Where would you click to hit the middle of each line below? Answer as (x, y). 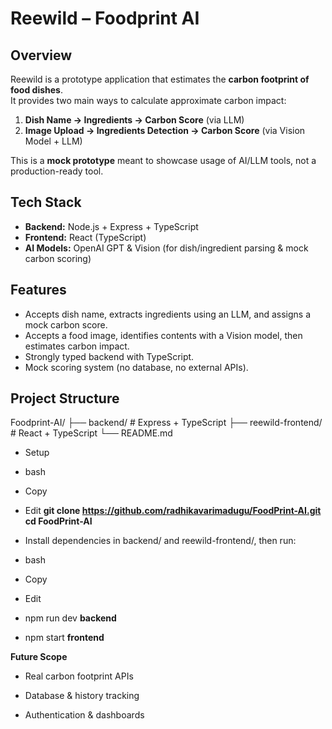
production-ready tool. (57, 171)
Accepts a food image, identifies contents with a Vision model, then (163, 335)
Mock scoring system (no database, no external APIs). (136, 367)
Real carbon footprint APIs (79, 676)
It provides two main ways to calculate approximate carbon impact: (148, 100)
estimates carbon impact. (77, 346)
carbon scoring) (58, 258)
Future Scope (39, 657)
